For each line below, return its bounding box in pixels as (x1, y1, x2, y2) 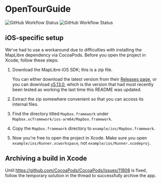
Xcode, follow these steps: (5, 57, 59, 63)
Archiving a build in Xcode (5, 154, 87, 162)
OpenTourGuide (5, 3, 71, 15)
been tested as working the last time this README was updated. (12, 87, 142, 92)
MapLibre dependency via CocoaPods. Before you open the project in (5, 52, 146, 58)
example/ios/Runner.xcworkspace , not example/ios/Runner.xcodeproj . (12, 140, 151, 146)
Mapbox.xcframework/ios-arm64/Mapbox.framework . (12, 116, 113, 122)
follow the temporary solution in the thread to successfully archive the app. (5, 172, 157, 178)
